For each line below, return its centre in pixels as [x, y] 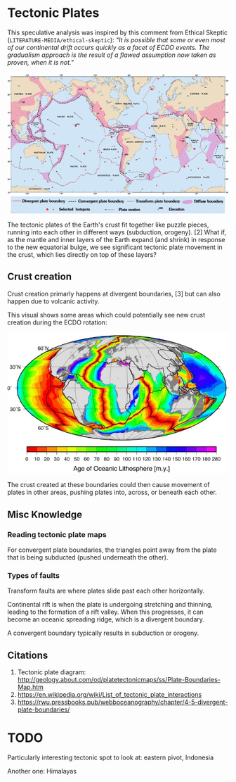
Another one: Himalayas [42, 771]
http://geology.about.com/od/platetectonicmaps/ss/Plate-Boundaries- [119, 680]
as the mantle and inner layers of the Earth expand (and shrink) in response [117, 239]
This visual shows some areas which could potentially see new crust [106, 315]
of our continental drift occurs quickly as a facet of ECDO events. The [109, 47]
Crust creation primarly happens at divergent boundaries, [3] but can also [114, 294]
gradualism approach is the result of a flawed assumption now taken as [112, 55]
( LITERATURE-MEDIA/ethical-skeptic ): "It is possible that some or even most [117, 39]
